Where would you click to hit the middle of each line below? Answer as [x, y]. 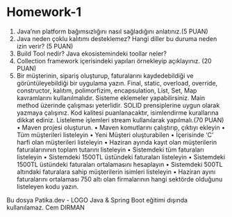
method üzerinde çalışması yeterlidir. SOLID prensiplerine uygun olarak [118, 105]
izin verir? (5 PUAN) [45, 46]
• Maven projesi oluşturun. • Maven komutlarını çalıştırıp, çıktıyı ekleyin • [121, 127]
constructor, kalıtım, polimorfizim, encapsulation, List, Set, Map [107, 90]
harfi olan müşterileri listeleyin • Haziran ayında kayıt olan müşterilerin [116, 142]
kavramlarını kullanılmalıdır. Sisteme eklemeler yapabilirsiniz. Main [111, 97]
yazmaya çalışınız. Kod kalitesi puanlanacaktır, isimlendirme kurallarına [118, 113]
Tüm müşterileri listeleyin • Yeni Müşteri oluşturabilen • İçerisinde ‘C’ [115, 135]
